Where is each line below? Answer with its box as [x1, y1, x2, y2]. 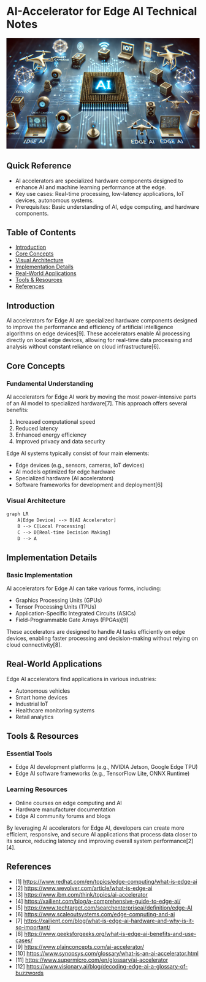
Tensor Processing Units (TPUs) [15, 603, 97, 610]
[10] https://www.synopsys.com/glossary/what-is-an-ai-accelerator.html [15, 949, 199, 957]
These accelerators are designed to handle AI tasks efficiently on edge [6, 628, 185, 635]
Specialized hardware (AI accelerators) [15, 474, 114, 481]
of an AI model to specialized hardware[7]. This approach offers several [6, 399, 188, 407]
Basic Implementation [6, 571, 73, 579]
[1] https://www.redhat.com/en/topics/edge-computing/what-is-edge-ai [15, 878, 197, 885]
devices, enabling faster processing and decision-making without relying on [6, 634, 198, 642]
